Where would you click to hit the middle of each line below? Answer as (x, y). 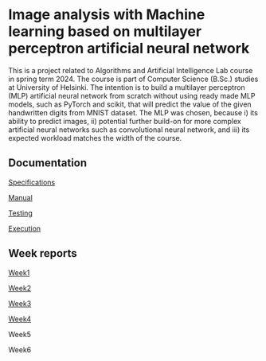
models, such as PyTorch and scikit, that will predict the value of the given (130, 104)
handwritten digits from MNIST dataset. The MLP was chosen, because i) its (133, 112)
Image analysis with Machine (107, 15)
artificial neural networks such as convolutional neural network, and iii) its (129, 130)
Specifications (32, 182)
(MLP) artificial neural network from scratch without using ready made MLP (132, 95)
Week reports (43, 253)
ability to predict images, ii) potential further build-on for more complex (125, 121)
